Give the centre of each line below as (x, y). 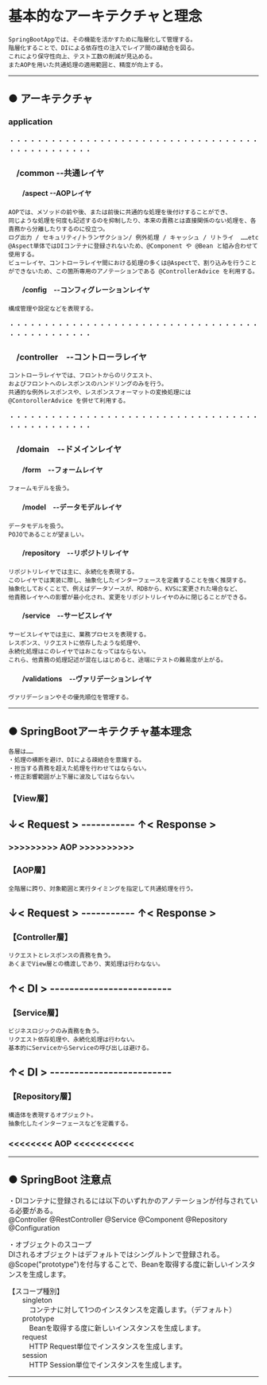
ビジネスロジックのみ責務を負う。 (56, 1031)
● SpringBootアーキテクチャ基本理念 (100, 731)
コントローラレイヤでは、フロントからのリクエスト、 (82, 376)
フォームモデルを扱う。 (41, 489)
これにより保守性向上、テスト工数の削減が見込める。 (82, 57)
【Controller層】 (41, 937)
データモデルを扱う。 (38, 526)
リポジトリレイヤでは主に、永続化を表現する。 (73, 572)
